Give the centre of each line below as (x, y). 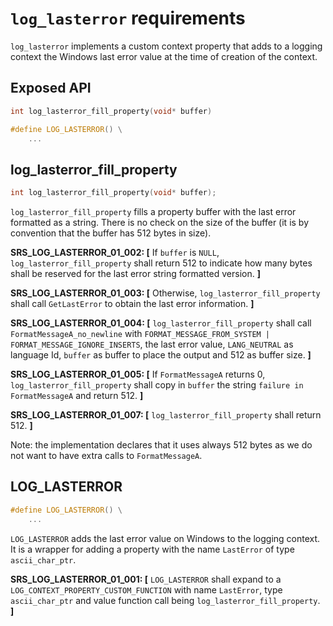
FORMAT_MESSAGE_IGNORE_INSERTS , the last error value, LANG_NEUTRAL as (152, 344)
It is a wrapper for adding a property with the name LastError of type (152, 549)
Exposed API (51, 88)
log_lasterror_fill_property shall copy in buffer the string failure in (157, 385)
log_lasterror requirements (128, 18)
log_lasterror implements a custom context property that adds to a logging (166, 46)
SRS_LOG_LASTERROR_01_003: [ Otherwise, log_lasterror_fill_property (165, 293)
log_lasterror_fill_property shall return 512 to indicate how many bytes (161, 263)
